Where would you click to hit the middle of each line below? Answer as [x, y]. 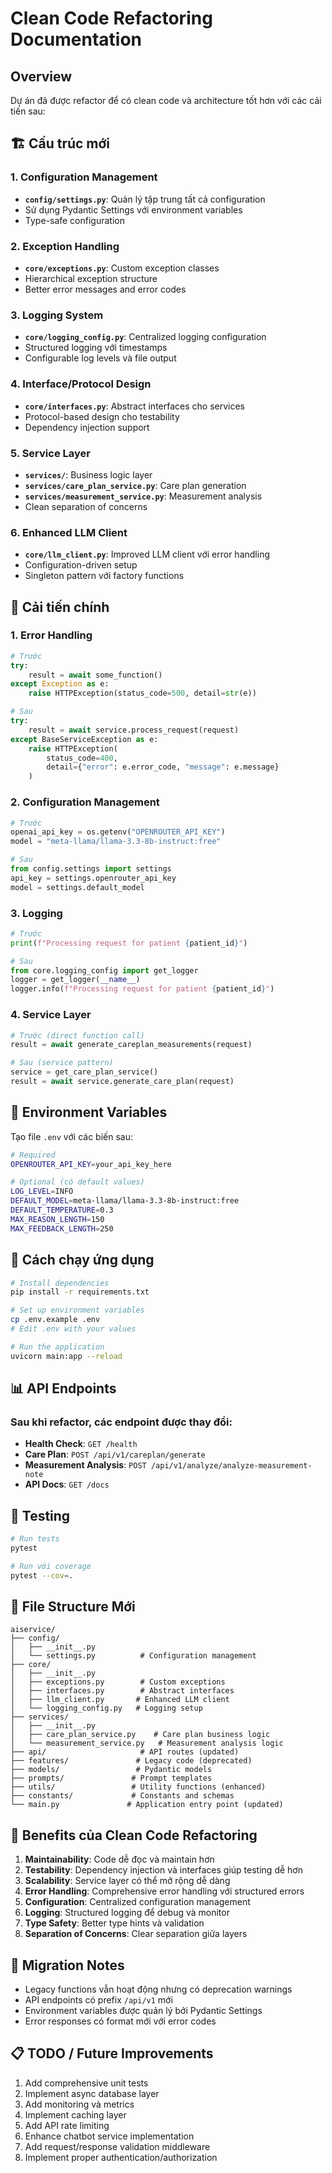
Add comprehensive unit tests [86, 2083]
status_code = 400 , [82, 758]
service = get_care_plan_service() [84, 1072]
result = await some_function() [95, 675]
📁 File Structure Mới [73, 1607]
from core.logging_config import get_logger [104, 970]
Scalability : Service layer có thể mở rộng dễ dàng [127, 1881]
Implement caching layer [75, 2114]
